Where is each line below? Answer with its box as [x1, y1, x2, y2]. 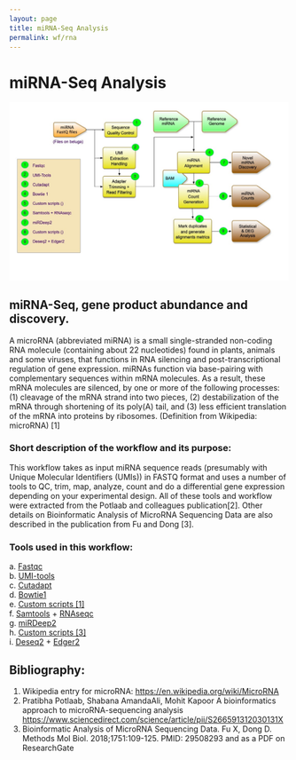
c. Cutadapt [9, 580, 52, 590]
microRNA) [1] [9, 420, 60, 431]
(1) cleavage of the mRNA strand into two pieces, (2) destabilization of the [9, 392, 279, 402]
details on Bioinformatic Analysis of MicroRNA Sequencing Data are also [9, 509, 273, 519]
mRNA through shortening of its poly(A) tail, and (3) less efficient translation [9, 400, 287, 412]
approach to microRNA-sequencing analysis [21, 704, 184, 715]
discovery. [9, 312, 69, 327]
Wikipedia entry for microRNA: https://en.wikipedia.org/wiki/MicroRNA [21, 685, 279, 696]
